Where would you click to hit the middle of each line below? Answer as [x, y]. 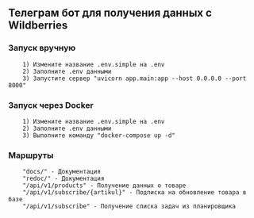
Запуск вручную [42, 48]
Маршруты [31, 155]
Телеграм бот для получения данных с [110, 13]
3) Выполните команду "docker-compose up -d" [99, 135]
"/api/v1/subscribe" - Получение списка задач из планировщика [129, 207]
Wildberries [38, 26]
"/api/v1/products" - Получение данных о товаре [104, 185]
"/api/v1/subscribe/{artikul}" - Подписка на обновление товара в [135, 193]
